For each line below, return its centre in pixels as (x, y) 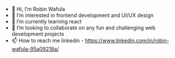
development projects (38, 34)
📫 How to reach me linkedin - (48, 40)
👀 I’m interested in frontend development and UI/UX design (83, 15)
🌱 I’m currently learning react (46, 21)
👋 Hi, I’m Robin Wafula (38, 9)
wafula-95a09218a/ (35, 49)
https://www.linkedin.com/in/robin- (127, 40)
